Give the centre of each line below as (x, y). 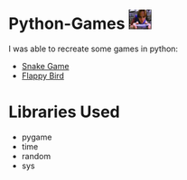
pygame (37, 137)
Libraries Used (64, 112)
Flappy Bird (43, 76)
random (36, 156)
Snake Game (45, 66)
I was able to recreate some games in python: (93, 49)
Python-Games (67, 24)
